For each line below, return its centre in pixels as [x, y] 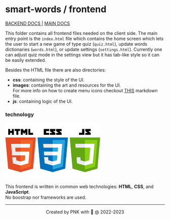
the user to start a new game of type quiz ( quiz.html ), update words [76, 44]
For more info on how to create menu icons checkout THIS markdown [85, 90]
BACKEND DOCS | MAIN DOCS [38, 23]
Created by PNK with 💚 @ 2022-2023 [85, 212]
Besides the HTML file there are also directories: [56, 70]
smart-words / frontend [56, 9]
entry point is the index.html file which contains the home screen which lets [84, 39]
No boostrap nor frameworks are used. [46, 197]
